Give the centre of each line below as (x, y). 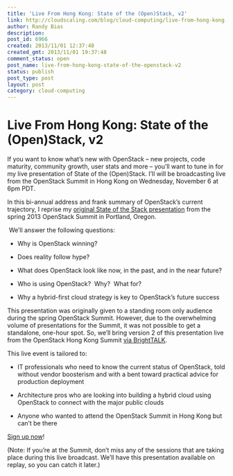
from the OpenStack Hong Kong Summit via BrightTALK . (87, 340)
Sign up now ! (26, 437)
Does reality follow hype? (53, 257)
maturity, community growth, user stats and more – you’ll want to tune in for (115, 166)
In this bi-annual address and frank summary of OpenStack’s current (105, 202)
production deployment (51, 382)
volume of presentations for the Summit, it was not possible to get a (104, 326)
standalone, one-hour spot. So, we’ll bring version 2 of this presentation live (115, 333)
